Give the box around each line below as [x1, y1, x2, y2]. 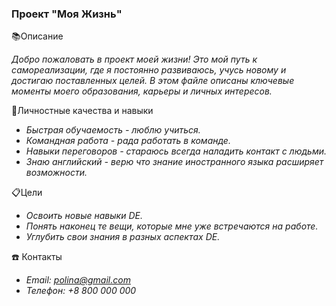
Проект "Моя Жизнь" [11, 7, 123, 21]
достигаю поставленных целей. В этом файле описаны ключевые [11, 75, 295, 87]
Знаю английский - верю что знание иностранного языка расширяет [25, 156, 324, 168]
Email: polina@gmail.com [25, 274, 131, 286]
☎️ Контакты [11, 251, 63, 263]
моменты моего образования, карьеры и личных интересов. [11, 85, 273, 97]
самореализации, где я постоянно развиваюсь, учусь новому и [11, 64, 287, 76]
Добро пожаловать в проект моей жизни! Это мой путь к [11, 53, 258, 66]
